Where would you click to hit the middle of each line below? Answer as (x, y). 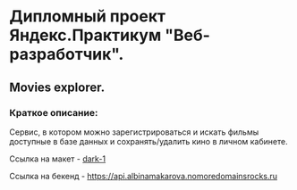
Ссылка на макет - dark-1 (58, 159)
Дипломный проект (88, 17)
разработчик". (67, 54)
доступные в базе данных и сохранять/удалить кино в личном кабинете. (148, 141)
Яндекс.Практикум (85, 35)
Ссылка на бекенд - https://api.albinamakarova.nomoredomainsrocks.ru (144, 176)
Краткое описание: (54, 112)
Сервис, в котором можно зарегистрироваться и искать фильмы (134, 132)
